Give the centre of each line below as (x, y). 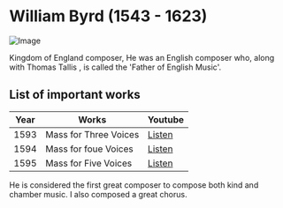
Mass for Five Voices (89, 163)
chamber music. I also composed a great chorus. (98, 194)
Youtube (165, 119)
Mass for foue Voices (90, 149)
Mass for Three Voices (92, 134)
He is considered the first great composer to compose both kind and (134, 185)
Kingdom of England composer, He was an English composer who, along (142, 57)
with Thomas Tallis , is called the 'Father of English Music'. (115, 67)
